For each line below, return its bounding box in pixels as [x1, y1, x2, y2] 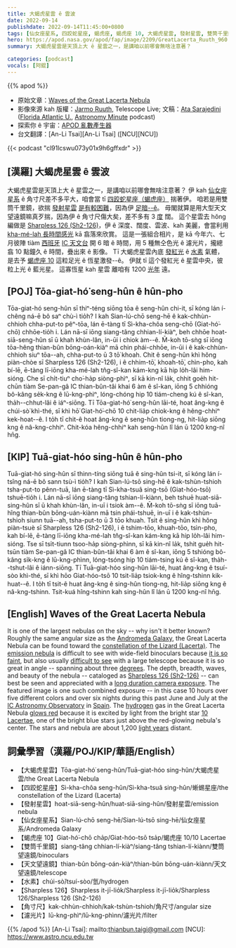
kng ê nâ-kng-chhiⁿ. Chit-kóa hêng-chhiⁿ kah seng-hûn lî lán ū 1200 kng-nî [7, 423, 225, 432]
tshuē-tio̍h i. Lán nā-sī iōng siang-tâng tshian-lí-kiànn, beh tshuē [7, 493, 195, 502]
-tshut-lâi [7, 563, 34, 572]
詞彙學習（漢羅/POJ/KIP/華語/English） [7, 746, 181, 758]
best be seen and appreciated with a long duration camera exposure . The [7, 679, 220, 687]
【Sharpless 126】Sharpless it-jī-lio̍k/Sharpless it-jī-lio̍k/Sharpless [17, 886, 211, 894]
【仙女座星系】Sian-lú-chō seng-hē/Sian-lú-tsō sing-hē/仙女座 [17, 815, 200, 824]
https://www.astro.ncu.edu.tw [7, 932, 94, 941]
